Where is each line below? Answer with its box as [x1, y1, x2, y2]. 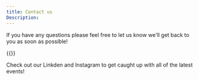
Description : [6, 15, 39, 21]
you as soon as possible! [6, 38, 68, 45]
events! [6, 67, 25, 75]
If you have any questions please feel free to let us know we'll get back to [6, 31, 189, 38]
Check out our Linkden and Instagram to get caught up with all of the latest [6, 61, 193, 68]
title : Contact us [6, 8, 53, 15]
